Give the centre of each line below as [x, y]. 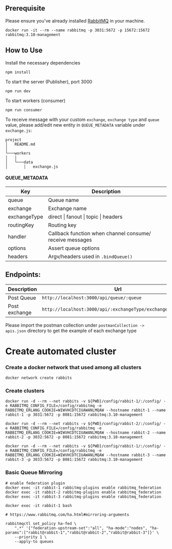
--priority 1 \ [31, 537]
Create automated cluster [61, 351]
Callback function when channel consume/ [99, 233]
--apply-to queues [34, 541]
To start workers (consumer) [35, 100]
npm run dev [18, 91]
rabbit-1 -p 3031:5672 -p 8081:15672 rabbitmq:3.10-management [74, 415]
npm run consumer [24, 110]
